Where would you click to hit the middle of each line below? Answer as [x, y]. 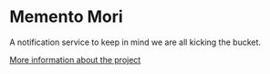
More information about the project [75, 59]
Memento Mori [66, 17]
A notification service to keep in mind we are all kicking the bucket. [135, 42]
